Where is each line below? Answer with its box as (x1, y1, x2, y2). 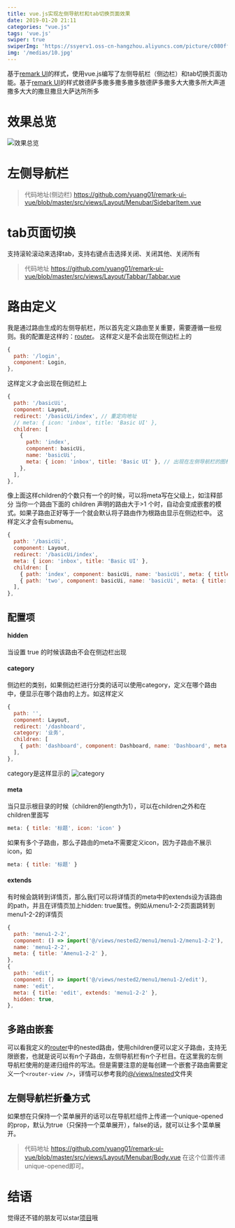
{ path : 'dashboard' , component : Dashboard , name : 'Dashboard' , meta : (20, 743, 230, 750)
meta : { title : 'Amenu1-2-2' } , (13, 950, 108, 957)
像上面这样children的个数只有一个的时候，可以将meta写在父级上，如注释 (7, 491, 217, 499)
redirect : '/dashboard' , (13, 723, 86, 730)
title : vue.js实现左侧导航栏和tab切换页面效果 (7, 10, 131, 18)
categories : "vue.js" (7, 23, 71, 30)
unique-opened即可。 (24, 1161, 88, 1170)
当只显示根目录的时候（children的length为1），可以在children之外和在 (7, 802, 206, 810)
